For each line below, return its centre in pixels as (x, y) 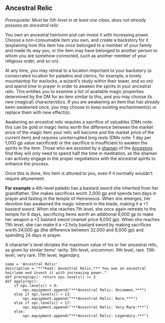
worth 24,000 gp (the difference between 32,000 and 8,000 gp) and (74, 230)
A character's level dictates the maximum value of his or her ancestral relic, (82, 244)
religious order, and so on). (33, 61)
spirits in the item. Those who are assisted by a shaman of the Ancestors (79, 148)
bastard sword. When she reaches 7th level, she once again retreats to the (81, 209)
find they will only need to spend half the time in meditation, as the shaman (81, 153)
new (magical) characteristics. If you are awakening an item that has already (82, 102)
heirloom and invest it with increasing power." (56, 273)
